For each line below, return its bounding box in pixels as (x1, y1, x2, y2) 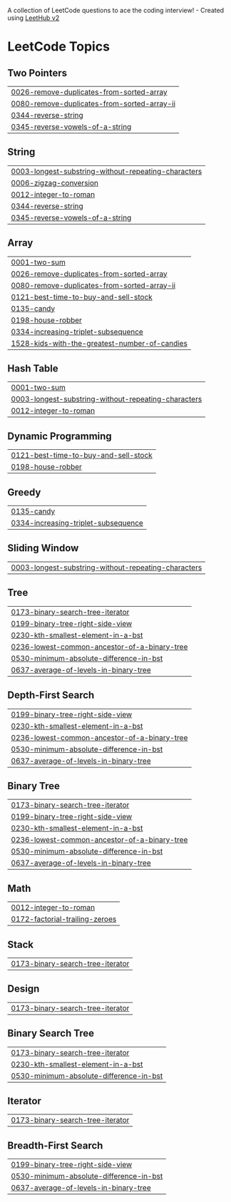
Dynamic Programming (7, 430, 112, 442)
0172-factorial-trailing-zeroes (11, 914, 117, 924)
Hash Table (7, 363, 58, 375)
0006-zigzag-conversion (11, 178, 98, 188)
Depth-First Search (7, 689, 95, 702)
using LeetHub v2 (7, 14, 60, 22)
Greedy (7, 486, 41, 498)
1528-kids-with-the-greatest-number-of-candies (11, 338, 188, 348)
